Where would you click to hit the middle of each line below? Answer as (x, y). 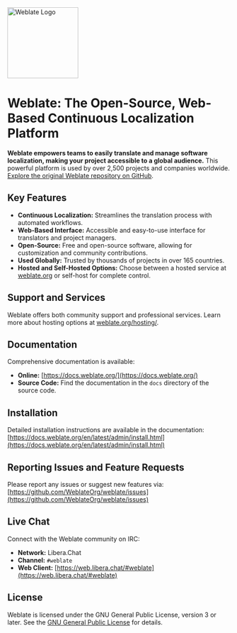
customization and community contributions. (83, 253)
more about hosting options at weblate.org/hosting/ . (83, 322)
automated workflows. (50, 222)
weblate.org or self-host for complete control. (84, 275)
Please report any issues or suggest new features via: (86, 484)
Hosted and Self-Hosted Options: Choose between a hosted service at (122, 268)
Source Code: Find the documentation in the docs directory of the (113, 383)
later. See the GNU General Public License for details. (85, 622)
